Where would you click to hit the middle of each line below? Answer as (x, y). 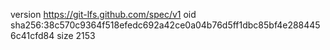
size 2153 (76, 35)
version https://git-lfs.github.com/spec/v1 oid (103, 14)
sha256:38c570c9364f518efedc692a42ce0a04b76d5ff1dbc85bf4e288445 (165, 25)
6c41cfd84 (32, 35)
